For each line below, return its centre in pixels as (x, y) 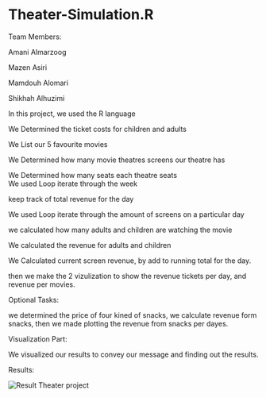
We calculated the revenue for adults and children (90, 245)
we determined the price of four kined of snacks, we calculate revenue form (133, 315)
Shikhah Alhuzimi (37, 98)
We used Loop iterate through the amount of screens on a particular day (126, 214)
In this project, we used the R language (72, 114)
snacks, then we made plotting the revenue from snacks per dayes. (118, 323)
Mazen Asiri (28, 67)
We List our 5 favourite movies (58, 144)
